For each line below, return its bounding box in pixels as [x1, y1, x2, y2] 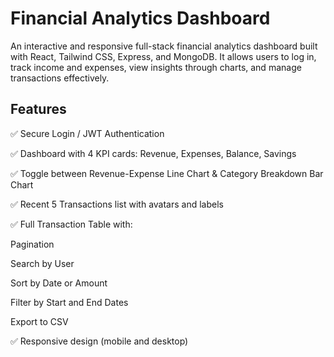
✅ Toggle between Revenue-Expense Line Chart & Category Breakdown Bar [10, 167, 324, 179]
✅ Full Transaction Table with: [10, 218, 133, 230]
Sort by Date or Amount [10, 277, 108, 289]
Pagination [10, 238, 55, 250]
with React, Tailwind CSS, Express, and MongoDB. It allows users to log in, [10, 50, 317, 62]
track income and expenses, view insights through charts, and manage [10, 61, 302, 73]
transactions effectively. [10, 72, 110, 84]
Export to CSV [10, 315, 69, 327]
